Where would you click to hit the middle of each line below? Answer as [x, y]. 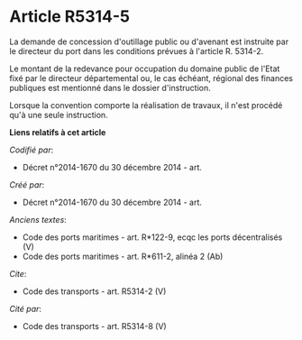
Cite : [18, 273]
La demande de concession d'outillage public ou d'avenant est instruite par [149, 41]
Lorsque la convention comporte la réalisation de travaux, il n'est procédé [146, 105]
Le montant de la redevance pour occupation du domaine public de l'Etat [145, 69]
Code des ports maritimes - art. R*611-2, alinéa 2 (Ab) [123, 256]
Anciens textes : [38, 219]
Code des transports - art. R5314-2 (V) [94, 291]
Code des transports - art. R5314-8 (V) [94, 326]
